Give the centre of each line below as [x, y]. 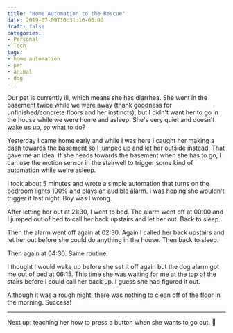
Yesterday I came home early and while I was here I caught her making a [111, 141]
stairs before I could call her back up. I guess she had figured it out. [104, 282]
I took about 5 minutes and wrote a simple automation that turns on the [109, 184]
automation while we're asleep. [52, 170]
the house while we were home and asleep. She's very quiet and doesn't [111, 120]
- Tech [17, 46]
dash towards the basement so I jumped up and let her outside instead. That [116, 148]
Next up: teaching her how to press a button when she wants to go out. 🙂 [112, 323]
